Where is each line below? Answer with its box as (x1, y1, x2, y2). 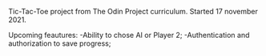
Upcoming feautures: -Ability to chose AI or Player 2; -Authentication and (8, 31, 250, 39)
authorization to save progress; (8, 39, 111, 48)
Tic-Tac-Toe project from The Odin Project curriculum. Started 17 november (8, 7, 258, 16)
